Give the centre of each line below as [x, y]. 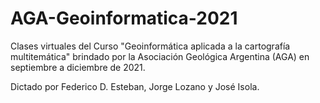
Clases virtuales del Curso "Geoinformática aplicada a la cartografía [150, 46]
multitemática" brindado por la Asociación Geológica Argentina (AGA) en [160, 56]
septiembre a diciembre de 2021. [78, 67]
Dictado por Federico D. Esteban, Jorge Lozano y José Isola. [135, 86]
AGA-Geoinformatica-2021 [124, 18]
